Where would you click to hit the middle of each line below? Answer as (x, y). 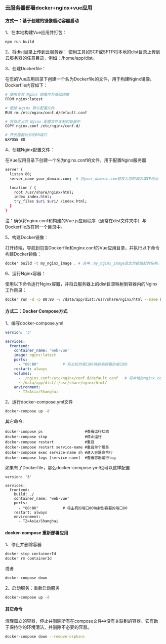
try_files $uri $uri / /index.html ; (51, 201)
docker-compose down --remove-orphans (45, 636)
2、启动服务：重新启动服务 (33, 588)
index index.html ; (33, 197)
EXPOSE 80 (15, 140)
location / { (23, 188)
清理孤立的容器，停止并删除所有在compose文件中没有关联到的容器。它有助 (82, 621)
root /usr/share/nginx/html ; (44, 192)
